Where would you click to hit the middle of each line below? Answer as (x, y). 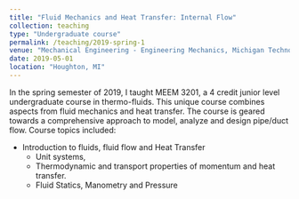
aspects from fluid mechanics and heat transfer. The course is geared (137, 111)
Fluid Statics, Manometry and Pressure (106, 185)
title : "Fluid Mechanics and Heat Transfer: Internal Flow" (123, 17)
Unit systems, (61, 156)
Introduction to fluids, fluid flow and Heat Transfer (114, 147)
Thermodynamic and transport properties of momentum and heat (155, 166)
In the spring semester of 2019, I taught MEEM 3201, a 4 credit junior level (145, 92)
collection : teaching (49, 26)
